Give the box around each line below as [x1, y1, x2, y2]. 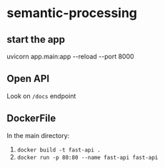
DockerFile [6, 112, 56, 125]
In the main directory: [6, 131, 70, 140]
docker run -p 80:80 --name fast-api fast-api [16, 154, 159, 161]
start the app [6, 33, 66, 46]
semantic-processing [6, 5, 137, 21]
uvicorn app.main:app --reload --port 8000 [6, 52, 134, 61]
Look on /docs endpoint [6, 91, 76, 100]
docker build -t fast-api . [16, 146, 101, 154]
